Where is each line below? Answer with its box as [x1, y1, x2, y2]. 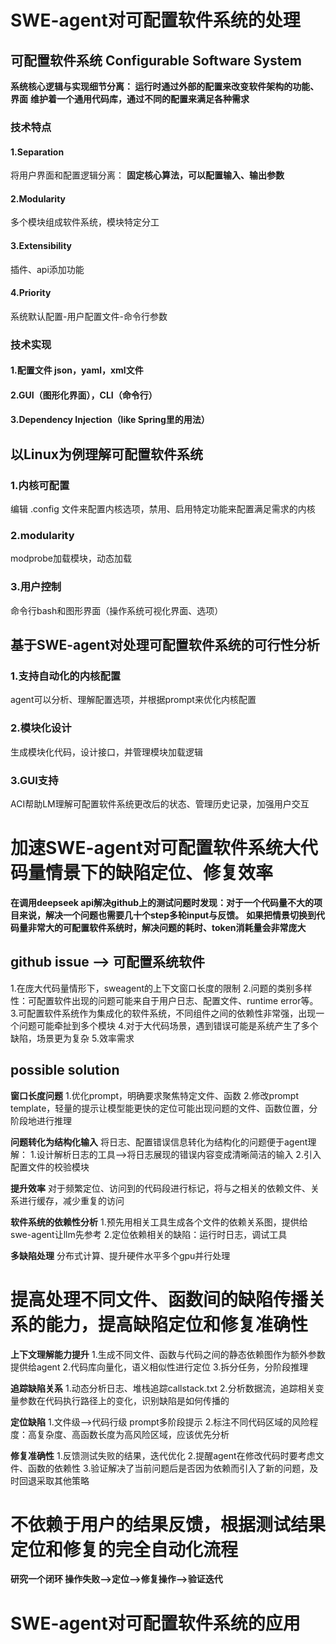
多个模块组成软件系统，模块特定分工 [10, 216, 160, 228]
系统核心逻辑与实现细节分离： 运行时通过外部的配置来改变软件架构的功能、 [10, 81, 320, 92]
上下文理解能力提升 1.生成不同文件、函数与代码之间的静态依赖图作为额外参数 [10, 1348, 326, 1360]
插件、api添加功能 [10, 263, 85, 275]
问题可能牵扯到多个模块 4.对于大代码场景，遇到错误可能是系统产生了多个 [18, 1019, 319, 1031]
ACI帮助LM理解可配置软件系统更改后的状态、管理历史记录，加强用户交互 [10, 798, 310, 810]
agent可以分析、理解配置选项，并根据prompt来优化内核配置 [10, 694, 257, 706]
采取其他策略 [36, 1474, 90, 1486]
